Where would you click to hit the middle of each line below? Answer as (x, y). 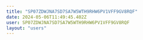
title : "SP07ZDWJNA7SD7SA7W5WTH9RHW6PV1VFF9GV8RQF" (72, 11)
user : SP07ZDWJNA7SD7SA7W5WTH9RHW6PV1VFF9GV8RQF (68, 22)
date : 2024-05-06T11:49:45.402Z (46, 17)
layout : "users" (26, 28)
